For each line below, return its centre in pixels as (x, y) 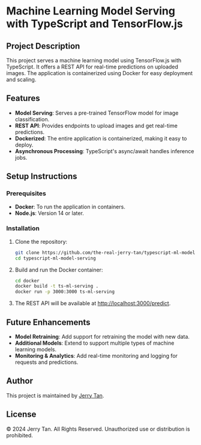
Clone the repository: (41, 241)
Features (23, 98)
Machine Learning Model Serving (91, 11)
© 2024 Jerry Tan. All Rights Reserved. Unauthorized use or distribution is (98, 429)
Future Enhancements (49, 322)
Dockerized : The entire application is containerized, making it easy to (101, 138)
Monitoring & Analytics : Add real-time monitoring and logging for (96, 356)
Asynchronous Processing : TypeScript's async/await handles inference (104, 151)
